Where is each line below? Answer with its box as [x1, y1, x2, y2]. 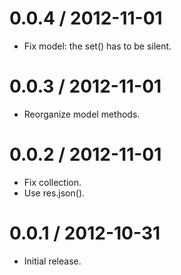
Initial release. [23, 255, 82, 267]
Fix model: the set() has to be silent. [23, 40, 172, 52]
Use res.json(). [23, 187, 86, 199]
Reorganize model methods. [23, 108, 141, 120]
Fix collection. [23, 176, 82, 188]
